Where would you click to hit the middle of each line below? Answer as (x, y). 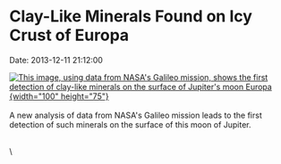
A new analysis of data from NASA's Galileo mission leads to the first (136, 115)
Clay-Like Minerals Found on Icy (131, 16)
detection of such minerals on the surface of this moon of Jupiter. (131, 124)
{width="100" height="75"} (59, 96)
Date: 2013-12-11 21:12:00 (56, 60)
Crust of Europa (69, 35)
